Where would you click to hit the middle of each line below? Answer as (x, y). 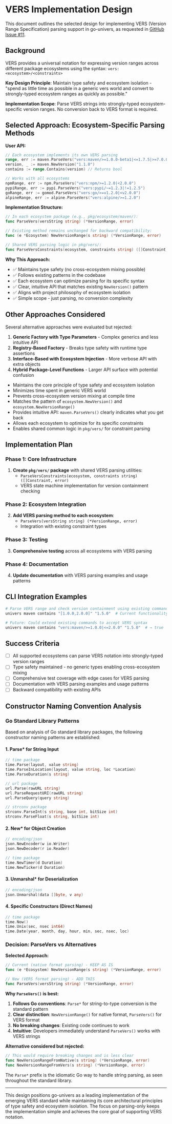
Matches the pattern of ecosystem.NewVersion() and (67, 401)
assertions (24, 353)
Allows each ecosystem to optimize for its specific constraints (78, 423)
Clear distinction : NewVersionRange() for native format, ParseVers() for (87, 1014)
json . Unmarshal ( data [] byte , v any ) (44, 895)
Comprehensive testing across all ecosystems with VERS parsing (82, 551)
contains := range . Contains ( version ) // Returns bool (64, 169)
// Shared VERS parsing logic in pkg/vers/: (53, 244)
